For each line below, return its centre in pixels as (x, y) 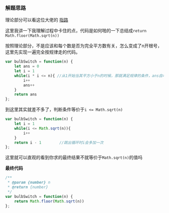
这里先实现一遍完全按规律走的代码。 (43, 52)
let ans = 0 (27, 67)
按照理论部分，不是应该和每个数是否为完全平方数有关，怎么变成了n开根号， (84, 46)
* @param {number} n (29, 183)
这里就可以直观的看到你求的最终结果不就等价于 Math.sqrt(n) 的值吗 (74, 157)
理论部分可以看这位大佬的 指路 (37, 20)
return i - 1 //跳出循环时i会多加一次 (59, 142)
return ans (26, 94)
